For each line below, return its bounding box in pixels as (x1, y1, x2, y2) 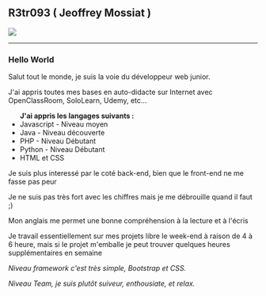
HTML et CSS (19, 154, 65, 163)
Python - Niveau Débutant (19, 145, 105, 154)
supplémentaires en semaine (8, 249, 103, 258)
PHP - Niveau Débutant (19, 136, 97, 146)
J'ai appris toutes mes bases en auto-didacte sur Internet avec (8, 87, 213, 97)
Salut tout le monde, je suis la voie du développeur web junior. (8, 72, 211, 82)
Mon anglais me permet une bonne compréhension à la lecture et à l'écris (8, 216, 249, 226)
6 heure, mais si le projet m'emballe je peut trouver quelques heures (8, 240, 231, 249)
